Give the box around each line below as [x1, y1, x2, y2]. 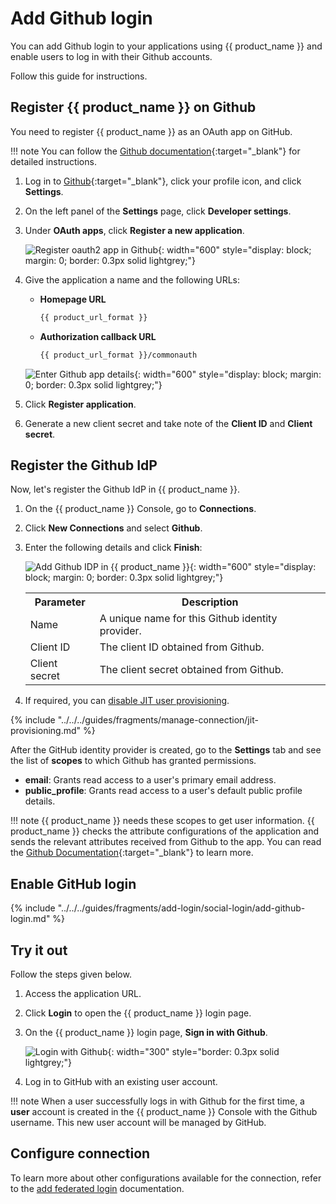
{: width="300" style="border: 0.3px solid [107, 1045, 280, 1057]
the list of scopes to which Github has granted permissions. [10, 755, 257, 767]
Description [181, 595, 239, 609]
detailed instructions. [10, 155, 97, 167]
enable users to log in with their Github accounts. [10, 50, 213, 62]
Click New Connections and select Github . [24, 522, 203, 534]
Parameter [34, 595, 86, 609]
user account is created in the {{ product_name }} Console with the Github [10, 1105, 318, 1117]
